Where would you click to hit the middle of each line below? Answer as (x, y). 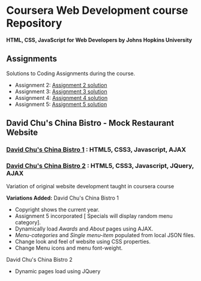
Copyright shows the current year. (57, 210)
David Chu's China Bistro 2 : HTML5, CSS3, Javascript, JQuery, (100, 165)
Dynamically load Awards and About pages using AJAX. (84, 229)
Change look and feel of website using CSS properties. (83, 242)
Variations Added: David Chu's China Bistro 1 (62, 198)
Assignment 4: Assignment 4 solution (61, 97)
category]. (28, 223)
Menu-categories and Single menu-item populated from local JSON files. (105, 235)
